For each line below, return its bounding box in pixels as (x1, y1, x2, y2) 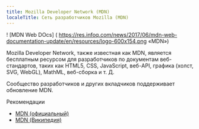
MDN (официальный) (15, 110, 69, 117)
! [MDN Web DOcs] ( (6, 31, 58, 38)
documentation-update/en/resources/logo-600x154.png (6, 37, 147, 45)
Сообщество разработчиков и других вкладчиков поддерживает (6, 80, 175, 87)
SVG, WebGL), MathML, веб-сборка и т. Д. (6, 68, 115, 75)
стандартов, (6, 61, 38, 69)
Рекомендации (6, 98, 46, 105)
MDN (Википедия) (15, 116, 62, 124)
